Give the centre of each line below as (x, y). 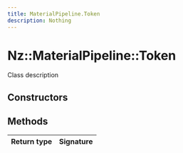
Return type (32, 141)
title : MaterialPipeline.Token (54, 14)
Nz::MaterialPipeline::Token (92, 56)
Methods (28, 121)
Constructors (38, 97)
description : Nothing (40, 21)
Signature (76, 141)
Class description (33, 75)
